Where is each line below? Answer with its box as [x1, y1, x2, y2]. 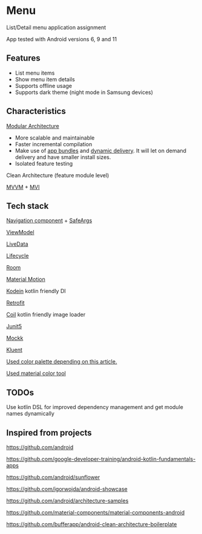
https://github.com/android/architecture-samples [6, 497, 129, 504]
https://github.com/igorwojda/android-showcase [6, 485, 128, 492]
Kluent [6, 346, 23, 354]
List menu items [15, 69, 55, 76]
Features [6, 53, 41, 64]
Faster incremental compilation [15, 140, 93, 147]
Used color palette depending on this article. [6, 358, 117, 365]
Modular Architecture [6, 122, 59, 129]
